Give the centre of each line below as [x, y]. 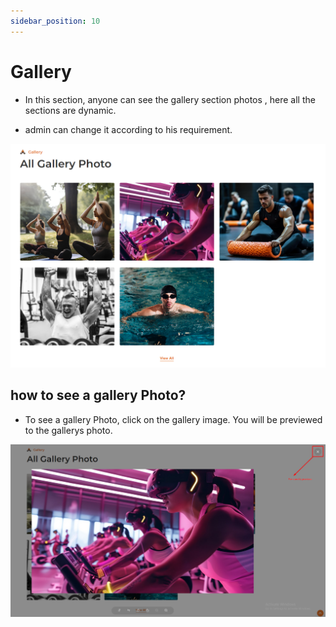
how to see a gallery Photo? [98, 395]
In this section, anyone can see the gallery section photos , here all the [170, 99]
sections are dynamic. [70, 110]
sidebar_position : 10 [55, 21]
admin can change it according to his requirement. [128, 129]
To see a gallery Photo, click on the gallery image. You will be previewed [173, 419]
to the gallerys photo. [68, 430]
